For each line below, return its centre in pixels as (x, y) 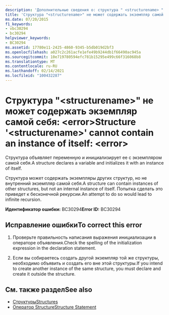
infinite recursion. (23, 199)
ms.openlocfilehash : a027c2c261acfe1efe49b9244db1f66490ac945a (73, 52)
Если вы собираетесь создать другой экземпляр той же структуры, (86, 257)
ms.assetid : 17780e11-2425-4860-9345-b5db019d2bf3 (60, 47)
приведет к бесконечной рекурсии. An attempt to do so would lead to (79, 194)
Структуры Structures (35, 302)
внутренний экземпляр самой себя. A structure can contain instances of (82, 183)
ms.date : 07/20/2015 (27, 19)
